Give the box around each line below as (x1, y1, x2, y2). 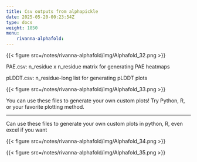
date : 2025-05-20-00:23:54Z (6, 14, 75, 20)
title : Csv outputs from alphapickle (6, 8, 98, 15)
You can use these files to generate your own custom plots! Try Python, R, (6, 97, 185, 104)
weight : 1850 (6, 25, 38, 31)
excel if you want (6, 126, 47, 133)
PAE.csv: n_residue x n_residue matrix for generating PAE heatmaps (6, 63, 170, 70)
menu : (6, 30, 19, 36)
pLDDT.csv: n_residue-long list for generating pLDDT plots (6, 74, 148, 81)
